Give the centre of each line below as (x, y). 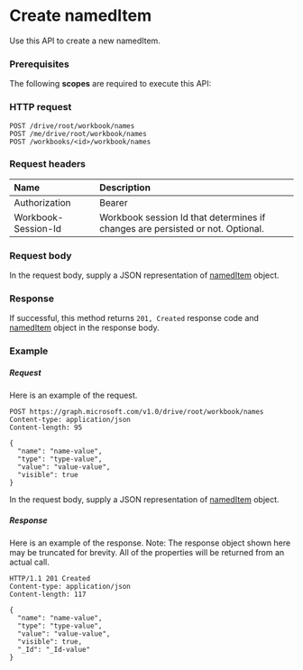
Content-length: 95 (46, 428)
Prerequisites (39, 64)
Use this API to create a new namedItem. (85, 41)
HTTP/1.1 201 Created (50, 579)
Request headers (48, 164)
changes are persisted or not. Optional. (181, 228)
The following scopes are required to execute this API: (110, 84)
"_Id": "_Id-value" (54, 650)
